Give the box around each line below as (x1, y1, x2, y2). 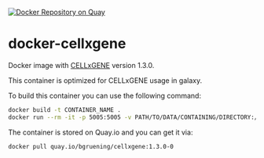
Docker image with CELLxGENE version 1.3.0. (8, 60, 155, 70)
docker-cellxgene (8, 35, 126, 52)
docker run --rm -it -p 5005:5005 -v (8, 113, 132, 121)
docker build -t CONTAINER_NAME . (8, 106, 122, 113)
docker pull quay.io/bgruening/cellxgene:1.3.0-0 (8, 142, 174, 150)
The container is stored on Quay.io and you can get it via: (8, 127, 193, 137)
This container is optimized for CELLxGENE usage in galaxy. (8, 75, 203, 85)
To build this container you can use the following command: (8, 91, 202, 100)
